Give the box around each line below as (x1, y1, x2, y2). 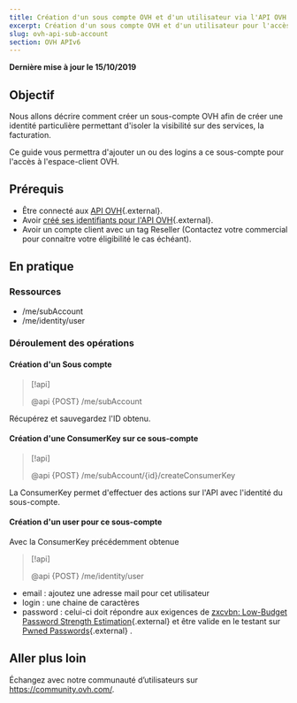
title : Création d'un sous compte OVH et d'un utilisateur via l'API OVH (9, 12, 287, 22)
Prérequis (9, 182, 65, 197)
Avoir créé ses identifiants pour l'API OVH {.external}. (21, 214, 214, 225)
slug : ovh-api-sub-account (9, 29, 109, 38)
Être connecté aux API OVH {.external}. (21, 205, 164, 216)
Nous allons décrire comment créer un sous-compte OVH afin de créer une (9, 111, 284, 122)
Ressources (9, 286, 62, 298)
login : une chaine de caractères (21, 598, 140, 608)
